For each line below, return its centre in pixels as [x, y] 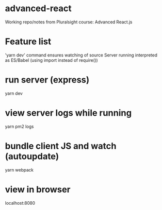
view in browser [38, 189]
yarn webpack [19, 170]
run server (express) [47, 80]
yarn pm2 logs [19, 126]
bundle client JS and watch [61, 146]
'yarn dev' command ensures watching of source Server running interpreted [81, 55]
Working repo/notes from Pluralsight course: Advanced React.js [69, 22]
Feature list [28, 42]
